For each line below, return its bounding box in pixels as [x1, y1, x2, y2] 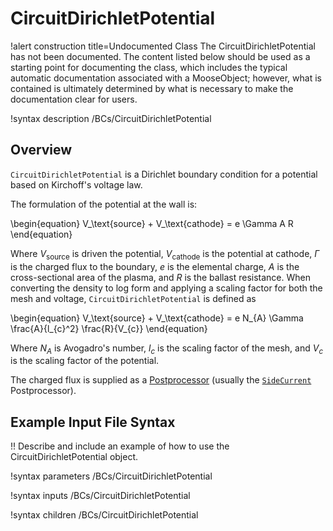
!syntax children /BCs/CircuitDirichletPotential [10, 509, 199, 521]
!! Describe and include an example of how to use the [10, 440, 230, 452]
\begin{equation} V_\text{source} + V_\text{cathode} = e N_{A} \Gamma [10, 312, 304, 324]
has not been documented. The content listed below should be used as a [10, 50, 311, 62]
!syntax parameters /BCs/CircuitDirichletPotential [10, 470, 213, 482]
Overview [10, 142, 73, 159]
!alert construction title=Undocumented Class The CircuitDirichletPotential [10, 40, 316, 52]
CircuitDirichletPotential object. [10, 451, 139, 463]
